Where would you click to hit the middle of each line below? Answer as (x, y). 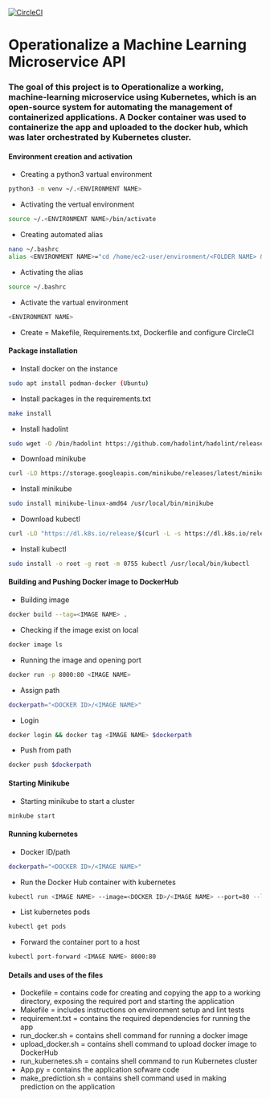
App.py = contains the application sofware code (100, 1070)
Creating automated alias (61, 235)
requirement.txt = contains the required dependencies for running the (135, 1019)
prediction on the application (67, 1087)
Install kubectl (43, 549)
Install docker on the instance (69, 368)
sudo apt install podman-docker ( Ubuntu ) (79, 383)
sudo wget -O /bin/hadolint (55, 443)
